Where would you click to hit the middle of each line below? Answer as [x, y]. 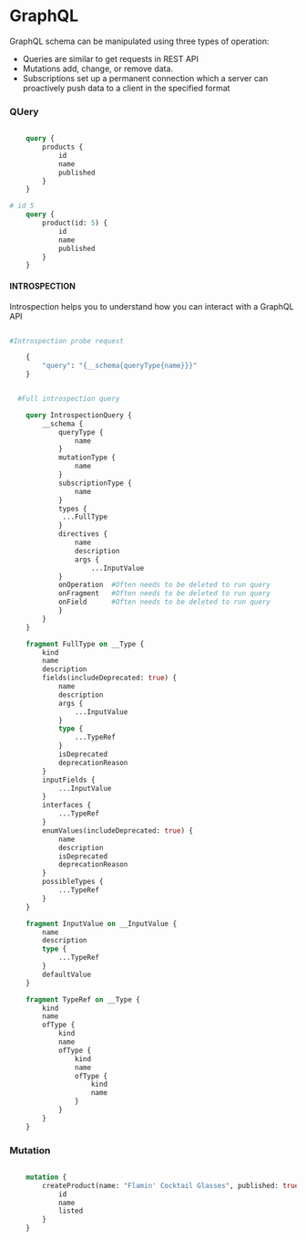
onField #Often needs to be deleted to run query [164, 602]
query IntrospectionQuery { [79, 415]
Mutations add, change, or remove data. [98, 68]
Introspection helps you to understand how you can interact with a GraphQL [152, 306]
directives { [82, 534]
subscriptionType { [95, 483]
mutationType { [87, 457]
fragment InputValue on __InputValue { [102, 923]
